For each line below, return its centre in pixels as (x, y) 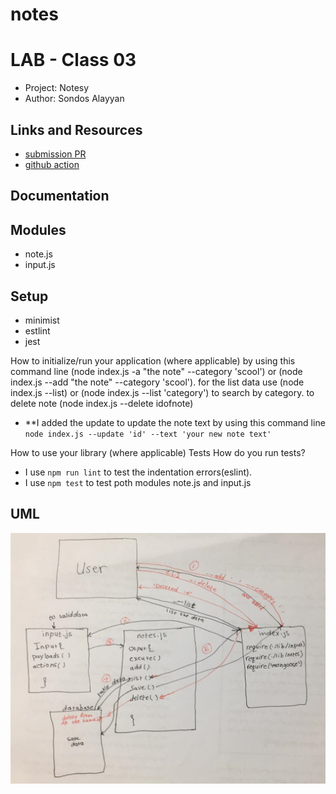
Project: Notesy (57, 88)
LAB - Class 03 (73, 60)
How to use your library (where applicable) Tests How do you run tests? (158, 452)
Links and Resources (76, 129)
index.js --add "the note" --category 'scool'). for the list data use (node (157, 382)
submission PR (55, 154)
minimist (42, 320)
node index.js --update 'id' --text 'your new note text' (148, 434)
